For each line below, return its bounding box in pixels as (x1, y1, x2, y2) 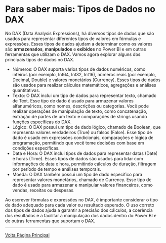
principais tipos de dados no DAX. (5, 56, 75, 62)
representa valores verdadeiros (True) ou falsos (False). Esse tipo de (12, 129, 152, 135)
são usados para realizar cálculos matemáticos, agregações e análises (12, 82, 157, 88)
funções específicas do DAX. (12, 119, 72, 125)
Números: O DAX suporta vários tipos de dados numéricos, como (12, 66, 146, 72)
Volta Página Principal (5, 232, 50, 238)
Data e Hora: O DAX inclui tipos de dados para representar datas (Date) (12, 150, 158, 156)
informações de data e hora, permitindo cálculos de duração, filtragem (12, 161, 157, 167)
